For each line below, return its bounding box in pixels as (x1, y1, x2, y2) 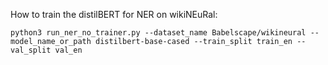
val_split (10, 45, 52, 55)
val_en (54, 45, 83, 55)
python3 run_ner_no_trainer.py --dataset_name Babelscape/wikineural (10, 28, 307, 38)
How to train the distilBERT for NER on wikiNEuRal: (10, 9, 218, 20)
